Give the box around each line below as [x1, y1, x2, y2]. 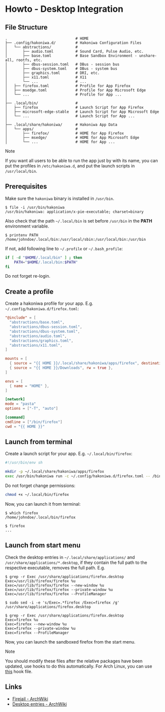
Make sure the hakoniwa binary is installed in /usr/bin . [5, 195, 114, 201]
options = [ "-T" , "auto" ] [5, 406, 58, 411]
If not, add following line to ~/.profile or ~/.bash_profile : [5, 245, 123, 252]
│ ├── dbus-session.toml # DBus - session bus [5, 62, 120, 67]
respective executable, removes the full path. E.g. [5, 565, 106, 571]
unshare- [139, 53, 157, 58]
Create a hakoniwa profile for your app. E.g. [5, 300, 93, 306]
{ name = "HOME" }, [9, 383, 50, 388]
